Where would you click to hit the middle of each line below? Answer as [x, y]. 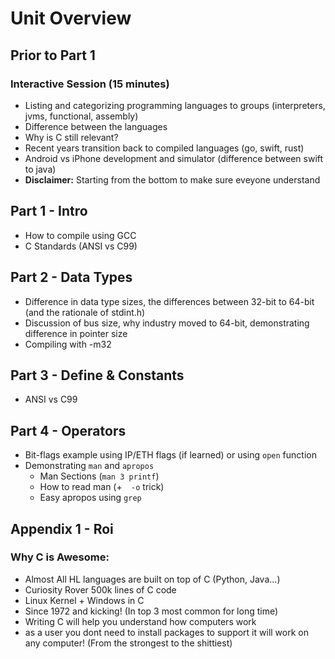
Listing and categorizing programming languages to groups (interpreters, [175, 105]
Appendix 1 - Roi [62, 528]
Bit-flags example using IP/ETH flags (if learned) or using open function [170, 455]
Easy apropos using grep [90, 498]
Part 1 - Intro [49, 211]
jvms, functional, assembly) [81, 116]
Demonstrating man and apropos [89, 466]
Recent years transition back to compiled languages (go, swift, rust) [164, 148]
